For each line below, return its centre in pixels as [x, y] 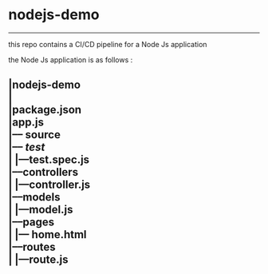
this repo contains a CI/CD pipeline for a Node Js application [108, 44]
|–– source [35, 135]
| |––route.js [39, 260]
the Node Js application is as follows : [71, 60]
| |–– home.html [47, 234]
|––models [35, 197]
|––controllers [43, 172]
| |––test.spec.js [49, 160]
